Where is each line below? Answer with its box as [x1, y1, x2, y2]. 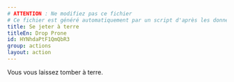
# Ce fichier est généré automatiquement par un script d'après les [7, 17, 210, 24]
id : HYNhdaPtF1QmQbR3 [7, 36, 70, 43]
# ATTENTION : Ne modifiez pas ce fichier [7, 10, 132, 17]
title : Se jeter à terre [7, 23, 79, 30]
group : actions [7, 42, 52, 49]
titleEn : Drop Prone [7, 29, 68, 37]
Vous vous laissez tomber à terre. [7, 67, 103, 76]
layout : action [7, 49, 52, 56]
